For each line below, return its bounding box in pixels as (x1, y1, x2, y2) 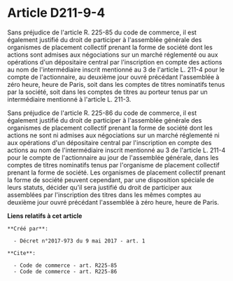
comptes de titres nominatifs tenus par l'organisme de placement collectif (7, 160, 220, 169)
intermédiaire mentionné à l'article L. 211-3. (7, 95, 132, 103)
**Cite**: (7, 249, 36, 256)
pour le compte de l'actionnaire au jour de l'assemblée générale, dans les (7, 153, 219, 162)
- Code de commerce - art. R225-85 (13, 261, 118, 269)
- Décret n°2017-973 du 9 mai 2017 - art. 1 (13, 237, 146, 245)
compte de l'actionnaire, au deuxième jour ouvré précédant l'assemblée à (7, 72, 220, 81)
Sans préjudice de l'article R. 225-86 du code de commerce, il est (7, 109, 197, 117)
